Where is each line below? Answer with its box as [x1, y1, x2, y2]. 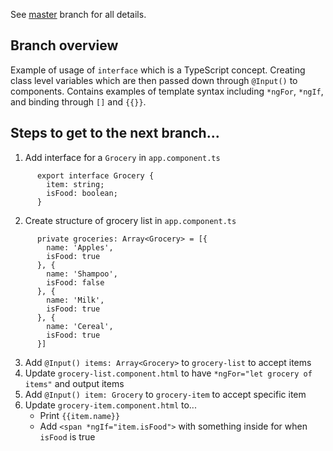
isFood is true [39, 430, 96, 443]
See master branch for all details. [10, 9, 147, 20]
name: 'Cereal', [46, 321, 114, 331]
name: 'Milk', [46, 295, 105, 305]
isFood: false [46, 277, 105, 288]
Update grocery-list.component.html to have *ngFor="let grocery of [24, 367, 313, 379]
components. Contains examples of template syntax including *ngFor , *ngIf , [10, 85, 324, 97]
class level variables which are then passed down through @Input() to [10, 74, 298, 86]
